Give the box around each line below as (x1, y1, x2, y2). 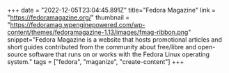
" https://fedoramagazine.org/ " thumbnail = (7, 13, 130, 22)
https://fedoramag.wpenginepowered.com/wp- (10, 21, 145, 29)
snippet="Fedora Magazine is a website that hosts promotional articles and (7, 35, 223, 44)
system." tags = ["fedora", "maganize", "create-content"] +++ (7, 58, 184, 65)
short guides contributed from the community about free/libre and (7, 43, 197, 51)
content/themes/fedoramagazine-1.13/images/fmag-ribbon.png (7, 28, 189, 36)
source (7, 50, 28, 58)
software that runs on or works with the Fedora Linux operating (29, 50, 210, 58)
